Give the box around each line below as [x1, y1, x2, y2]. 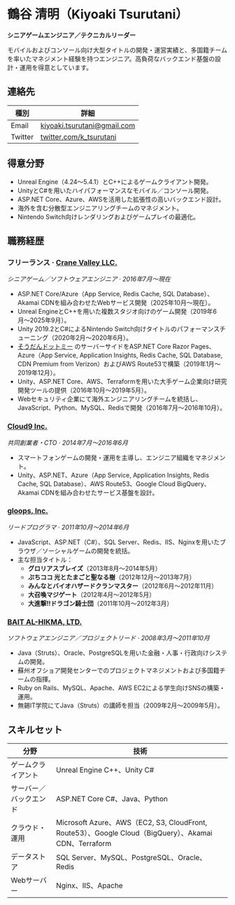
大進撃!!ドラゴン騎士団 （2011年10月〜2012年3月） [27, 599, 173, 607]
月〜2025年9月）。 [17, 316, 71, 324]
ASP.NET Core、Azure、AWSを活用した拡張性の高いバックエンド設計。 [17, 195, 225, 203]
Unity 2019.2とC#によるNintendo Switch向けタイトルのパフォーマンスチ [17, 325, 226, 333]
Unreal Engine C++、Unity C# [55, 765, 155, 775]
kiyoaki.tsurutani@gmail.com [40, 120, 136, 130]
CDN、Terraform [55, 838, 112, 848]
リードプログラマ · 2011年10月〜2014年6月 [7, 523, 129, 531]
